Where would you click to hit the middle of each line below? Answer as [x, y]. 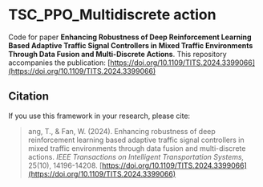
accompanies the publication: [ [59, 63]
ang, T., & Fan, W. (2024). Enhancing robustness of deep [122, 131]
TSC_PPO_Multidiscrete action [112, 15]
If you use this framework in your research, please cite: [99, 116]
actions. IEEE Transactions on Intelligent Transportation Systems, [136, 157]
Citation [29, 97]
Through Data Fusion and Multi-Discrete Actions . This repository [117, 54]
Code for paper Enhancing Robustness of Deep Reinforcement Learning [130, 37]
